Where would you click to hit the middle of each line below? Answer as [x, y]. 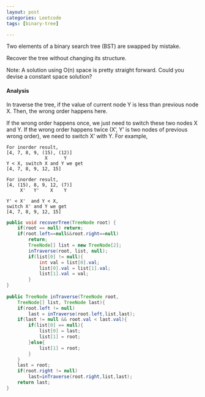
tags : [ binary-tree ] [33, 23]
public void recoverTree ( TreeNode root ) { [61, 222]
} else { [37, 342]
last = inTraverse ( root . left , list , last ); [82, 314]
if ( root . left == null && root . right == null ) [68, 234]
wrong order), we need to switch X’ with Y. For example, [77, 136]
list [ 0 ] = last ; [60, 331]
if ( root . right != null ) [48, 371]
